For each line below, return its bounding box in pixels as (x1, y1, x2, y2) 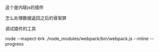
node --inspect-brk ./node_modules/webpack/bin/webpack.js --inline (5, 35, 149, 41)
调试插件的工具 (5, 25, 36, 31)
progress (5, 41, 24, 46)
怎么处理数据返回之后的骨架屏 (5, 15, 66, 21)
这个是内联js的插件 (5, 4, 44, 10)
